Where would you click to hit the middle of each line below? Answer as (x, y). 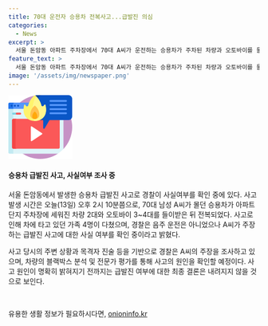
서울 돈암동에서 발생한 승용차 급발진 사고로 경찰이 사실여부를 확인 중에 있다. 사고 (133, 194)
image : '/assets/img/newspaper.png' (69, 76)
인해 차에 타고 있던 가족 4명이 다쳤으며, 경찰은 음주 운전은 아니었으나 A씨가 (124, 224)
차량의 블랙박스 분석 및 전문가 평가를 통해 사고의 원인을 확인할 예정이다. (136, 261)
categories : (28, 25)
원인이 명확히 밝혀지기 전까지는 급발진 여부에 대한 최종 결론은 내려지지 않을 (132, 271)
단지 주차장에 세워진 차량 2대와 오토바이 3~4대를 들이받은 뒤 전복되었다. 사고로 (131, 214)
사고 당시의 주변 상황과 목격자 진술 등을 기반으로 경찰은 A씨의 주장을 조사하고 (128, 251)
